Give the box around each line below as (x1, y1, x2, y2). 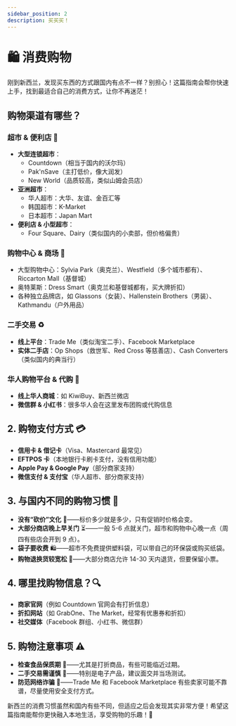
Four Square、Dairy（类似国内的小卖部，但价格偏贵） (27, 229, 184, 238)
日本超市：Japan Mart (27, 212, 93, 220)
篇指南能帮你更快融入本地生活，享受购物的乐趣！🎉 (7, 711, 153, 719)
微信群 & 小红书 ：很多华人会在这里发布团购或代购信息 (17, 400, 173, 409)
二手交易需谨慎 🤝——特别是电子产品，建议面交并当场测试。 (17, 669, 190, 677)
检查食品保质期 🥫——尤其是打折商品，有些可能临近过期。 (17, 661, 184, 669)
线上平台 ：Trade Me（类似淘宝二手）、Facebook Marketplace (17, 337, 195, 345)
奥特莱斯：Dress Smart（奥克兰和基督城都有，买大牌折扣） (17, 283, 189, 292)
